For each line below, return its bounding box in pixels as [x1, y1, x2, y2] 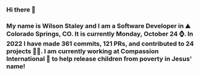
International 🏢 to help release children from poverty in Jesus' [6, 54, 192, 63]
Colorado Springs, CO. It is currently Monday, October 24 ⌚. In [6, 30, 194, 38]
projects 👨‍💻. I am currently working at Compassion [6, 47, 159, 55]
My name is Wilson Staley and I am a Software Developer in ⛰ [6, 21, 191, 30]
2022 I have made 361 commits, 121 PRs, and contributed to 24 [6, 39, 194, 48]
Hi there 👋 [6, 5, 36, 14]
